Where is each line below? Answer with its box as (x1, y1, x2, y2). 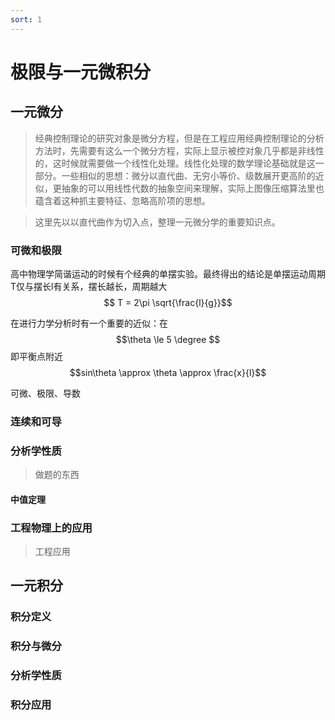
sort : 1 (10, 14, 43, 25)
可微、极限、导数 (10, 387, 81, 399)
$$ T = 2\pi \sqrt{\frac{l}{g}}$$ (103, 296, 233, 308)
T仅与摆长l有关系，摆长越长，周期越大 (10, 280, 168, 292)
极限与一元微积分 (10, 61, 152, 83)
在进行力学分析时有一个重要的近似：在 (10, 317, 168, 329)
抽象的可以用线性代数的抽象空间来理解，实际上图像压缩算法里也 (61, 182, 325, 194)
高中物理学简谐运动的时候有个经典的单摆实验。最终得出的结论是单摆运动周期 (10, 267, 326, 280)
